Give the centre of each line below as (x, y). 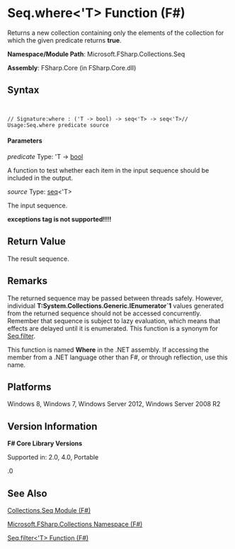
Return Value (36, 242)
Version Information (52, 426)
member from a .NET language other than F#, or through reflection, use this (117, 357)
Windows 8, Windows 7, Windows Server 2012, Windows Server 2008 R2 (114, 404)
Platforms (29, 387)
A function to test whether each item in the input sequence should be (108, 170)
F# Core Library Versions (45, 444)
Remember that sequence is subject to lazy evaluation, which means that (114, 320)
